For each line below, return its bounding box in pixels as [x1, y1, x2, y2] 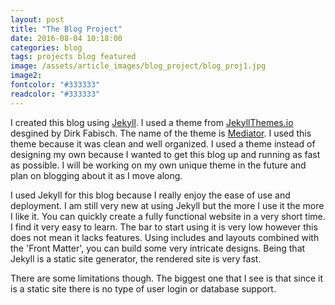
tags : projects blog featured [10, 52, 137, 62]
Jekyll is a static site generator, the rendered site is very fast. [10, 252, 262, 265]
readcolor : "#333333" [10, 89, 101, 99]
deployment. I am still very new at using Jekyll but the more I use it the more [10, 199, 325, 211]
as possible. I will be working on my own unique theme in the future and [10, 159, 307, 171]
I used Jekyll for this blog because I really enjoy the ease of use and [10, 189, 291, 201]
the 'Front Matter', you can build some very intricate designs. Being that [10, 242, 306, 254]
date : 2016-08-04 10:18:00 [10, 33, 123, 43]
